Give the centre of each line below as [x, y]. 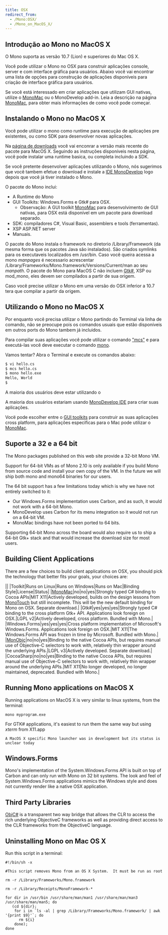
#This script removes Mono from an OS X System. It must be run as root [84, 871]
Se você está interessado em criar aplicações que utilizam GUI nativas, [78, 92]
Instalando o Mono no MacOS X [55, 119]
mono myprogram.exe [26, 714]
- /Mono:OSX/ [23, 19]
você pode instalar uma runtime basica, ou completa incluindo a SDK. [77, 156]
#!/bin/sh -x [19, 862]
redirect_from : [21, 15]
